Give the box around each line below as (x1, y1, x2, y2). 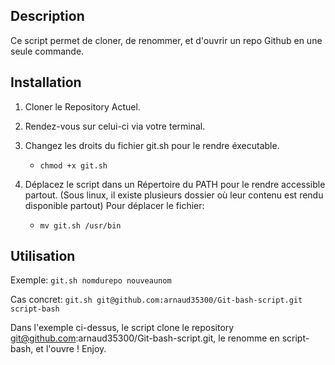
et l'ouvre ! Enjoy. (35, 343, 107, 355)
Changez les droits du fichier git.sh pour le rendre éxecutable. (24, 139, 280, 151)
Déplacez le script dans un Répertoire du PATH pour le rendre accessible (24, 178, 326, 190)
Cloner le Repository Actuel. (24, 100, 141, 113)
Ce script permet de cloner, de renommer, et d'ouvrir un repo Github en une (10, 34, 323, 46)
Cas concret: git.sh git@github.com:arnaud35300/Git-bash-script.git (10, 294, 303, 306)
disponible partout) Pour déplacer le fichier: (24, 199, 205, 211)
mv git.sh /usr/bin (39, 220, 122, 231)
